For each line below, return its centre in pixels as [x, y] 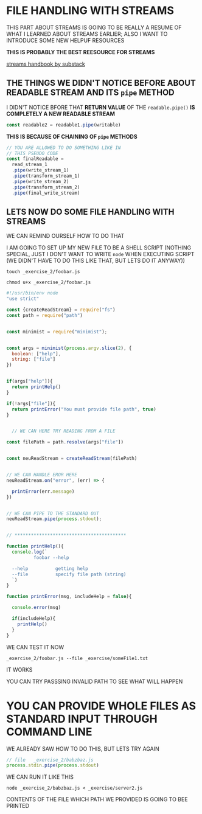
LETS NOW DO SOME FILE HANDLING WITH [90, 211]
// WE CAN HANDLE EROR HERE [42, 475]
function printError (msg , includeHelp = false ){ [69, 597]
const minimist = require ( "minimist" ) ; [57, 332]
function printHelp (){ [35, 546]
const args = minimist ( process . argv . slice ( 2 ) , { [69, 348]
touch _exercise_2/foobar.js [43, 272]
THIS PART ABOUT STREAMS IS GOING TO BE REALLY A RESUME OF [94, 27]
